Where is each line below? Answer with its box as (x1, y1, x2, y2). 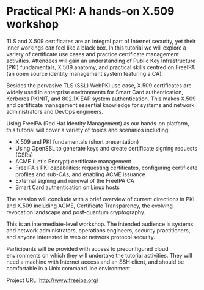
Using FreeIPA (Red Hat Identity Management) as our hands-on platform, (6, 119, 189, 127)
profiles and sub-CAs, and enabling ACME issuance (15, 170, 145, 178)
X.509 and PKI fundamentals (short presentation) (15, 138, 139, 145)
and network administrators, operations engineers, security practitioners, (6, 226, 191, 234)
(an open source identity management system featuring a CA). (6, 70, 164, 77)
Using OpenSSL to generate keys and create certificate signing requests (15, 144, 197, 152)
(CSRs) (15, 151, 34, 158)
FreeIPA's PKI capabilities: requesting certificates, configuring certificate (15, 164, 198, 171)
